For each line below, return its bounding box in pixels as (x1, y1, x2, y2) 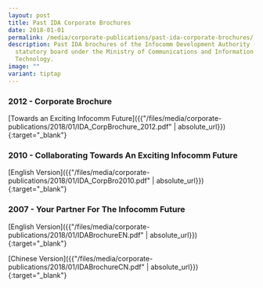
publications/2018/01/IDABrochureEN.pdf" (8, 230, 144, 239)
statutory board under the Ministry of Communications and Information (15, 48, 254, 56)
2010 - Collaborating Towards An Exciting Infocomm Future (8, 150, 238, 161)
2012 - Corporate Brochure (8, 96, 112, 107)
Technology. (15, 56, 55, 64)
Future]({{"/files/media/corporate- (111, 113, 222, 122)
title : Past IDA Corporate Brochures (8, 19, 131, 27)
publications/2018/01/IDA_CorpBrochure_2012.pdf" (8, 122, 172, 131)
